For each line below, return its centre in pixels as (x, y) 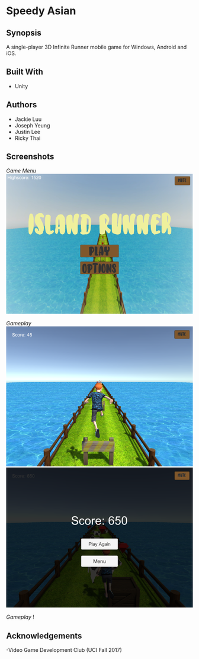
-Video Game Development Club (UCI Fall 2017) (64, 650)
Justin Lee (27, 132)
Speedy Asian (41, 11)
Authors (22, 105)
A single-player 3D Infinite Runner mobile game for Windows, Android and (97, 47)
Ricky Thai (28, 138)
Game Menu (21, 171)
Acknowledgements (44, 636)
